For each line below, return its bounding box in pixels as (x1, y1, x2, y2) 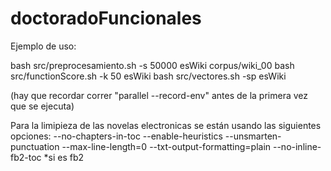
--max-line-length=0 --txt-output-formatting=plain (61, 140, 272, 152)
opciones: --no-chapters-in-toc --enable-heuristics (10, 130, 223, 142)
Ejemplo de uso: (10, 40, 77, 52)
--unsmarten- (224, 130, 282, 142)
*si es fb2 (43, 151, 85, 163)
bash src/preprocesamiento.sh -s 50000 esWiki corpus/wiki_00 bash (10, 59, 295, 71)
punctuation (10, 140, 60, 152)
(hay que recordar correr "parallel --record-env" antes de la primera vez (10, 89, 309, 101)
